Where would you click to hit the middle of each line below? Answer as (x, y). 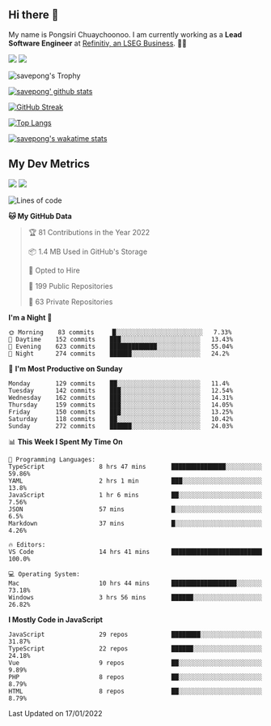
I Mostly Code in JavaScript (56, 619)
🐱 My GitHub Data (40, 216)
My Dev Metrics (49, 164)
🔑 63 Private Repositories (70, 302)
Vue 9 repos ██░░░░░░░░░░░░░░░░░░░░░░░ (135, 663)
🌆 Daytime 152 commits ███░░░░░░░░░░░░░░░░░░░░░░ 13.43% (121, 339)
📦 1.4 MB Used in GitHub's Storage (88, 251)
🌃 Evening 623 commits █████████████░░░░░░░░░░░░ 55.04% (121, 346)
